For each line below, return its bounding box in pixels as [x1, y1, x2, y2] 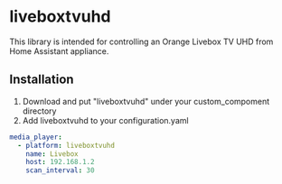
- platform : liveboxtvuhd [17, 141, 116, 150]
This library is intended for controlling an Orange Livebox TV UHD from [9, 36, 274, 47]
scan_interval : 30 [25, 166, 95, 175]
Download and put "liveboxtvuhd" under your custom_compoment [22, 96, 270, 106]
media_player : [9, 133, 63, 142]
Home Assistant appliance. [9, 45, 109, 56]
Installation [9, 72, 74, 87]
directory [22, 106, 57, 116]
